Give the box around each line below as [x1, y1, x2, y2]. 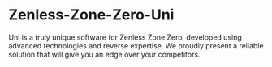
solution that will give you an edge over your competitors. [8, 49, 201, 59]
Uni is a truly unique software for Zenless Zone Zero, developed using [8, 32, 242, 42]
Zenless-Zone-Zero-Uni [8, 6, 175, 24]
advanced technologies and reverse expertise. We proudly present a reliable [8, 40, 264, 50]
